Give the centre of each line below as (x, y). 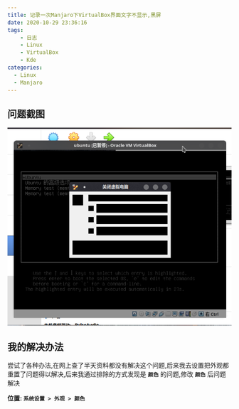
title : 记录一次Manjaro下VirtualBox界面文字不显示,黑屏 (84, 15)
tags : (15, 30)
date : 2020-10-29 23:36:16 (47, 22)
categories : (25, 68)
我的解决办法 (36, 347)
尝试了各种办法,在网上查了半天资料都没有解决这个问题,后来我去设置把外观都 (118, 366)
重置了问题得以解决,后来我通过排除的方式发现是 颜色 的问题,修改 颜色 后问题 (117, 374)
